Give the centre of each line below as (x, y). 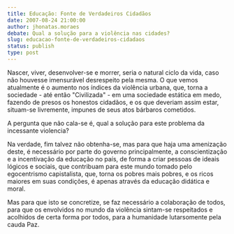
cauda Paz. (23, 224)
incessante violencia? (38, 131)
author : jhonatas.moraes (43, 27)
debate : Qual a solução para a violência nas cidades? (89, 33)
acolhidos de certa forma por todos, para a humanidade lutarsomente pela (114, 217)
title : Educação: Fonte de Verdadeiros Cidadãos (79, 14)
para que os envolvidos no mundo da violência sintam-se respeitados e (110, 210)
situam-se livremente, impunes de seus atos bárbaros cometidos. (102, 110)
